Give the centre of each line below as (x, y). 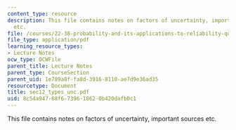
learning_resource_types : (45, 46)
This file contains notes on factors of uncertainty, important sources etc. (112, 119)
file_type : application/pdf (48, 40)
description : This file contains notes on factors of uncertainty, (108, 20)
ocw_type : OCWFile (34, 60)
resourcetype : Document (42, 86)
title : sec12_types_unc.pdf (48, 92)
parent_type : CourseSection (48, 72)
